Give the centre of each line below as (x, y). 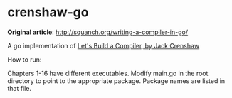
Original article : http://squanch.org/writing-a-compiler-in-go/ (98, 32)
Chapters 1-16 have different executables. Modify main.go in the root (108, 73)
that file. (20, 88)
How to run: (25, 59)
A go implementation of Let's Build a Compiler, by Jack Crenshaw (104, 45)
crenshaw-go (48, 12)
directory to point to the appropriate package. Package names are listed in (116, 81)
